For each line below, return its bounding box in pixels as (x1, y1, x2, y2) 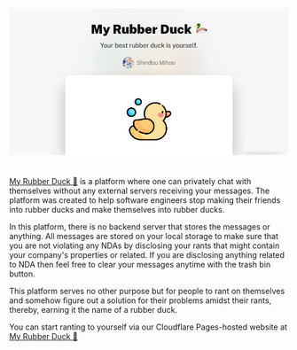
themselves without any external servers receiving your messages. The (9, 185, 270, 196)
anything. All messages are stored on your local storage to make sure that (9, 230, 279, 241)
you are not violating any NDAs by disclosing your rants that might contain (9, 240, 280, 251)
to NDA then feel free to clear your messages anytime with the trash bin (9, 259, 271, 269)
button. (9, 268, 35, 279)
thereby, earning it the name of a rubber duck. (9, 304, 178, 315)
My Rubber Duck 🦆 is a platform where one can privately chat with (9, 175, 252, 186)
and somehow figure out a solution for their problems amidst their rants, (9, 295, 272, 306)
